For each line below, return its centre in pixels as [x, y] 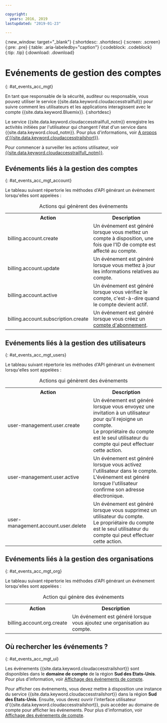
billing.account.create [33, 239]
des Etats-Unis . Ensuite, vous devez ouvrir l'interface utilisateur [71, 699]
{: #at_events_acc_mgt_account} [39, 181]
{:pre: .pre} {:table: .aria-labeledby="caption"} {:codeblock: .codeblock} [79, 47]
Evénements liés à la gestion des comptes [72, 169]
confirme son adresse [119, 489]
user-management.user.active [43, 477]
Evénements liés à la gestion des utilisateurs [76, 343]
